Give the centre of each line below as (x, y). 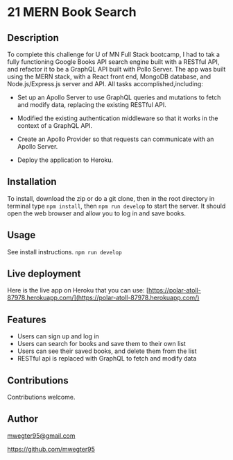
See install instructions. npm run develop (65, 252)
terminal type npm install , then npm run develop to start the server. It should (116, 206)
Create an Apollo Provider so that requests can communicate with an (115, 139)
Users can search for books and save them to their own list (101, 344)
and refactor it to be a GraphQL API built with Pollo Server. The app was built (116, 69)
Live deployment (44, 274)
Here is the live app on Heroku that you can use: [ (78, 290)
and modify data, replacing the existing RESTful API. (92, 105)
